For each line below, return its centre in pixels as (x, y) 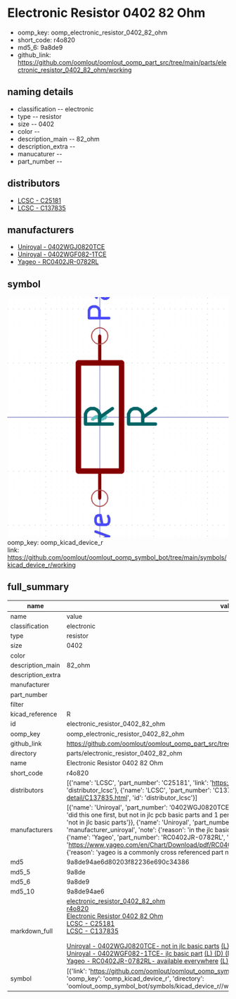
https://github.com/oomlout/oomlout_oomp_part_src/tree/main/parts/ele (122, 62)
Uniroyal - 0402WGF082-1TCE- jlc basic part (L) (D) (145, 954)
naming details (40, 92)
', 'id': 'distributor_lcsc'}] (163, 798)
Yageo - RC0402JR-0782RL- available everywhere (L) (147, 961)
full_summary (38, 587)
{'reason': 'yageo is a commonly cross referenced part (145, 853)
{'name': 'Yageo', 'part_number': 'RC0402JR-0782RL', (146, 837)
